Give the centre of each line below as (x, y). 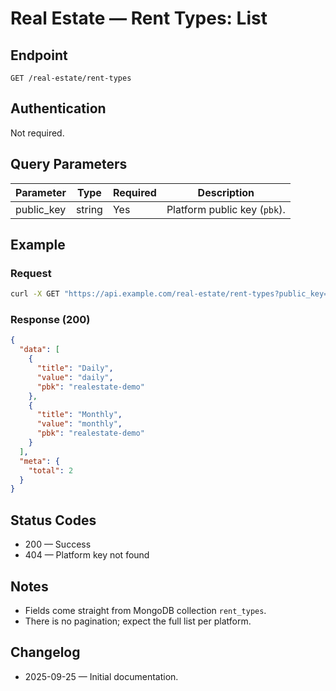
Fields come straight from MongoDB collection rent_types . (145, 610)
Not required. (37, 133)
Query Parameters (69, 164)
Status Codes (53, 520)
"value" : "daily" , (75, 377)
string (89, 209)
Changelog (45, 652)
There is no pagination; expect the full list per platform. (138, 621)
